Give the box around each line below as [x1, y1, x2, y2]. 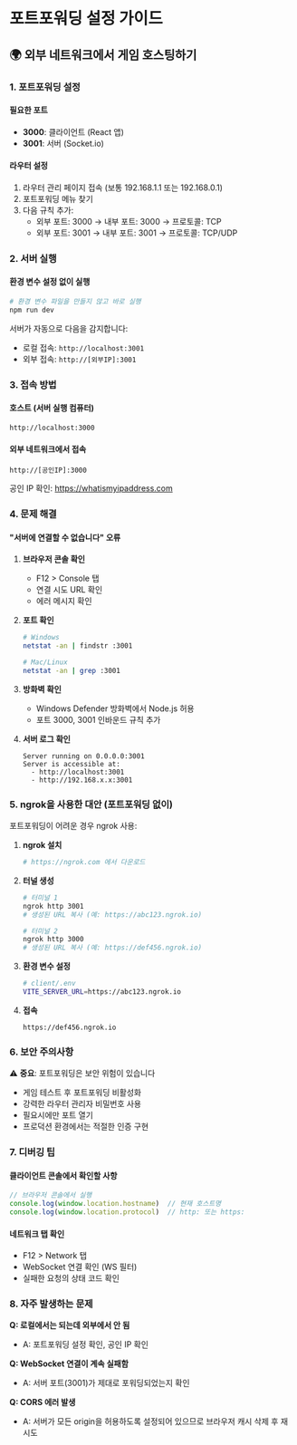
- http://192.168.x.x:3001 [31, 775, 133, 785]
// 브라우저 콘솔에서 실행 [9, 1190, 92, 1200]
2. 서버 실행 [9, 252, 57, 265]
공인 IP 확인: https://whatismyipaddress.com [9, 483, 174, 494]
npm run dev [9, 305, 54, 314]
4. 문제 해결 [9, 508, 57, 521]
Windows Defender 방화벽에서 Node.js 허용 [35, 703, 195, 714]
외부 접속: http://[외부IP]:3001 [22, 353, 137, 364]
